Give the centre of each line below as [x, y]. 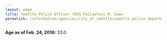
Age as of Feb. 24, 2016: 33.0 [36, 33]
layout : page [19, 10]
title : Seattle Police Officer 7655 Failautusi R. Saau [64, 14]
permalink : [16, 19]
